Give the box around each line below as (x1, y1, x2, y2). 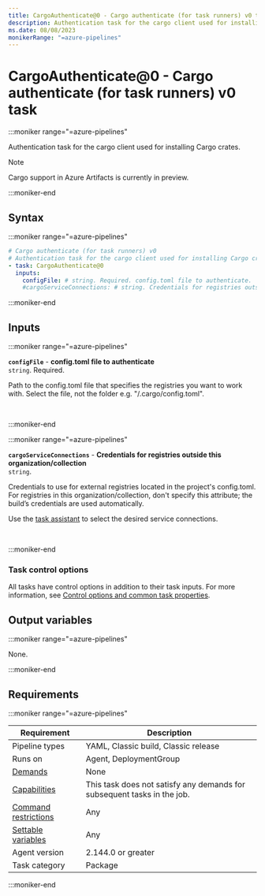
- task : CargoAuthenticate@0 (8, 262, 104, 270)
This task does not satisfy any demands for (85, 779, 246, 790)
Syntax (8, 210, 44, 225)
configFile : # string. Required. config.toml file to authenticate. (22, 277, 252, 284)
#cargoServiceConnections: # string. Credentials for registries (22, 284, 242, 292)
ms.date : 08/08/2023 (8, 26, 77, 34)
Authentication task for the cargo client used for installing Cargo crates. (8, 143, 241, 152)
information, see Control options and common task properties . (8, 590, 211, 600)
